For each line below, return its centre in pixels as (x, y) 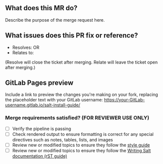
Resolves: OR (26, 47)
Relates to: (23, 52)
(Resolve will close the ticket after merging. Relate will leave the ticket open (81, 62)
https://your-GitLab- (125, 100)
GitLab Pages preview (39, 83)
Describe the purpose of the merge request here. (55, 20)
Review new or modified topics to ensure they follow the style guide (81, 145)
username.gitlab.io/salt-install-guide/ (43, 105)
